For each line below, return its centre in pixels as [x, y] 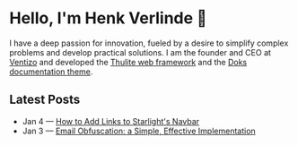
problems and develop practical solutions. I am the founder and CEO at [140, 52]
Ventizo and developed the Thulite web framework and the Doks [128, 62]
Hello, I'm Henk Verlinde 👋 [109, 18]
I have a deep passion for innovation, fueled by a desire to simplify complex [149, 43]
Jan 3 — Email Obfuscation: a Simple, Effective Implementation [139, 131]
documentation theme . [51, 72]
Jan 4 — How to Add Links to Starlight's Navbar [111, 121]
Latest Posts [45, 100]
